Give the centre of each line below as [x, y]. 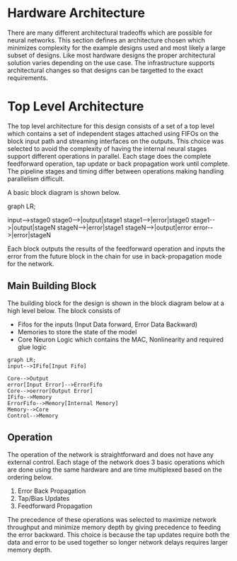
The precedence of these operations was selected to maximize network [112, 519]
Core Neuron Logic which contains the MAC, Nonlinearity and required [121, 339]
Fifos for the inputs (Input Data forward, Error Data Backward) [108, 324]
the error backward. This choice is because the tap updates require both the [118, 534]
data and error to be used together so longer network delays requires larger [118, 542]
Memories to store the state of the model [77, 331]
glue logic [32, 347]
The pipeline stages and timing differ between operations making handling [116, 171]
